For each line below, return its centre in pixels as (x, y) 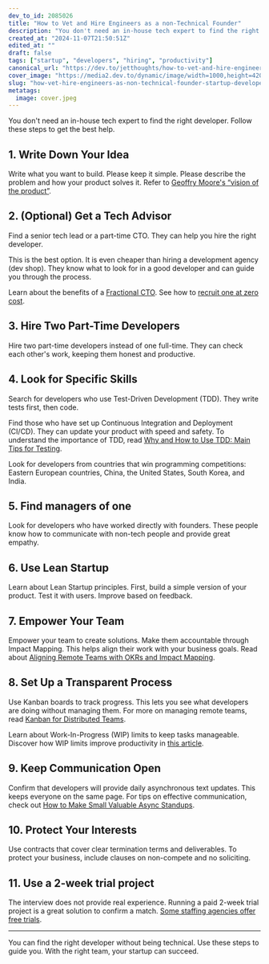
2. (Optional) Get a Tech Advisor (90, 216)
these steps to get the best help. (62, 129)
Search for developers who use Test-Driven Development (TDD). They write (133, 398)
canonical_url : (34, 68)
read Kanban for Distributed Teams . (67, 719)
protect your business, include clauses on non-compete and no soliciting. (129, 858)
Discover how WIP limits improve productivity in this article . (106, 743)
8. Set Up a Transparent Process (90, 682)
